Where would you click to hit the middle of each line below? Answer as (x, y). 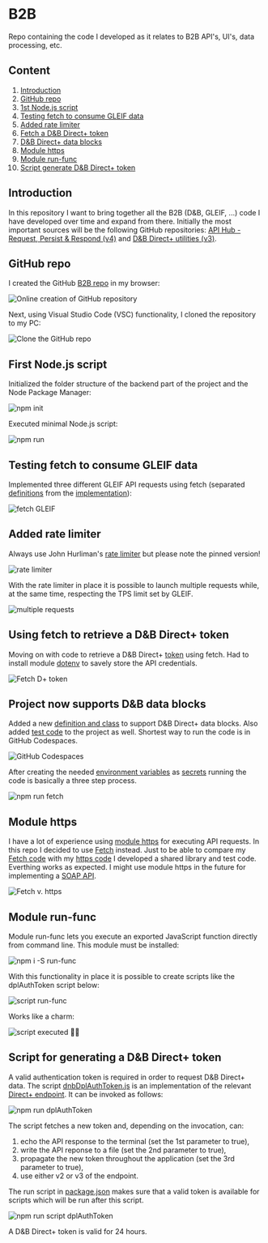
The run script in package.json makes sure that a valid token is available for (134, 1191)
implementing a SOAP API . (53, 876)
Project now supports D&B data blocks (107, 704)
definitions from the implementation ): (70, 493)
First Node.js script (58, 364)
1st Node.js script (49, 107)
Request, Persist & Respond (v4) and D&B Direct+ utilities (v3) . (113, 238)
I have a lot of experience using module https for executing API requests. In (134, 841)
